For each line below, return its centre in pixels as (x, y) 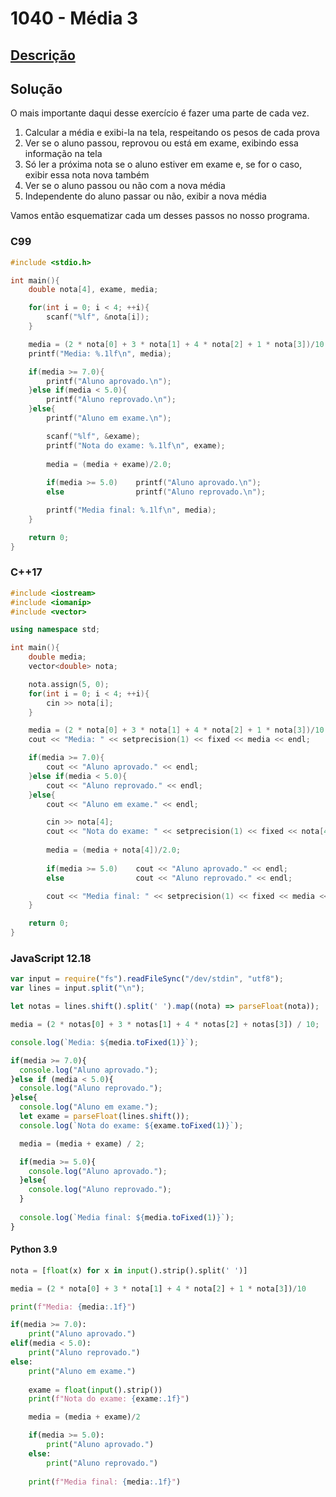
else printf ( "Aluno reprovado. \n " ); (156, 492)
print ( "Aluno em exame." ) (82, 1371)
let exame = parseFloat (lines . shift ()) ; (104, 1117)
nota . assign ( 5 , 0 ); (69, 684)
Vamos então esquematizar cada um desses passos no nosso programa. (160, 216)
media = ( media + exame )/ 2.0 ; (109, 464)
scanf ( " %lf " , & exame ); (93, 436)
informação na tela (63, 154)
